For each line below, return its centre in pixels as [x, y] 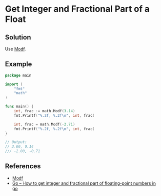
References [23, 166]
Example [19, 64]
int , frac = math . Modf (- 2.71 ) [45, 124]
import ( [14, 84]
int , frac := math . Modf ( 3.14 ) [45, 111]
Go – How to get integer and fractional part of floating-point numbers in [84, 183]
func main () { [20, 107]
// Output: [16, 142]
